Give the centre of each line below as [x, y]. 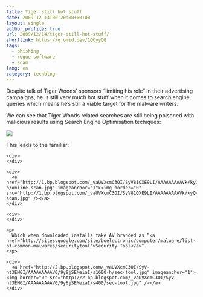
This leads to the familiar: [38, 145]
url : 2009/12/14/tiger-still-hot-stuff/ [58, 34]
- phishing [25, 51]
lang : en [17, 68]
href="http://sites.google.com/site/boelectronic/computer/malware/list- [101, 241]
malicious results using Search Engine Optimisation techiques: [84, 122]
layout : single [25, 23]
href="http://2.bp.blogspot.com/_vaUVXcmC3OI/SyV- [85, 267]
